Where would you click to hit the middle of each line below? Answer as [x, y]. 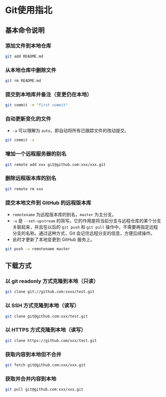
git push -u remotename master [38, 249]
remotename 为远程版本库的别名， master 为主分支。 [64, 214]
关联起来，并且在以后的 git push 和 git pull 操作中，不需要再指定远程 [85, 227]
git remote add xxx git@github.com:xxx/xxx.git [56, 165]
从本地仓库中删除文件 [31, 70]
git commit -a [20, 140]
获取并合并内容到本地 [31, 379]
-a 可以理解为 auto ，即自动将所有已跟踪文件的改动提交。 [71, 131]
